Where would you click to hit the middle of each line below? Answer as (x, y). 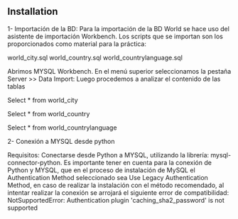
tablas (16, 86)
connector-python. (35, 162)
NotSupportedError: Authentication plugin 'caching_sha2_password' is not (116, 200)
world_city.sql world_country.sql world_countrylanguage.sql (95, 57)
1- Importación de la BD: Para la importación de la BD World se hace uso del (118, 28)
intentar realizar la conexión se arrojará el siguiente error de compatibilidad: (118, 192)
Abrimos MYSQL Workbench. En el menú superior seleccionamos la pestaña (119, 71)
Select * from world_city (43, 100)
